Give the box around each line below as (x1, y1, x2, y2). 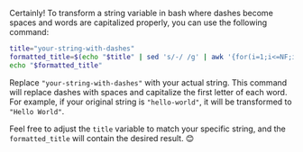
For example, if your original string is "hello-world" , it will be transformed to (9, 96, 292, 107)
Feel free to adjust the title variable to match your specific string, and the (9, 123, 287, 134)
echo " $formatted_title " (9, 60, 103, 70)
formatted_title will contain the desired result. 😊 (9, 132, 195, 143)
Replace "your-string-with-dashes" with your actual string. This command (9, 76, 288, 88)
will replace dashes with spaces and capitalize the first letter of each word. (9, 86, 288, 97)
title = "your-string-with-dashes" (9, 44, 135, 53)
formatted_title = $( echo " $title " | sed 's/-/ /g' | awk (9, 52, 224, 61)
